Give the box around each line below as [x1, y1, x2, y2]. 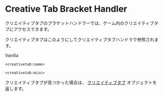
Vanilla [5, 52, 19, 58]
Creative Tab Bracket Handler [5, 3, 127, 15]
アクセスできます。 [13, 26, 52, 32]
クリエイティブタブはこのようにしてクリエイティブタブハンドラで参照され [5, 37, 155, 42]
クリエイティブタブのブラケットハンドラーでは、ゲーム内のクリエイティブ [5, 20, 154, 26]
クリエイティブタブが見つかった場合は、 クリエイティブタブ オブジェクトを [5, 79, 157, 85]
